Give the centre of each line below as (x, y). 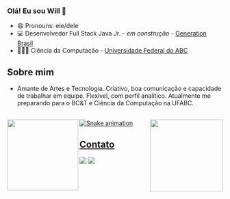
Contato (97, 144)
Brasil (25, 43)
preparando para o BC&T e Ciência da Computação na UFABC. (105, 103)
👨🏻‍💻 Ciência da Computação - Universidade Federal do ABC (102, 51)
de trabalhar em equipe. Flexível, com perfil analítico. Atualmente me (114, 96)
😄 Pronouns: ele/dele (48, 26)
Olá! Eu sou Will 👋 (37, 11)
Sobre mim (31, 72)
